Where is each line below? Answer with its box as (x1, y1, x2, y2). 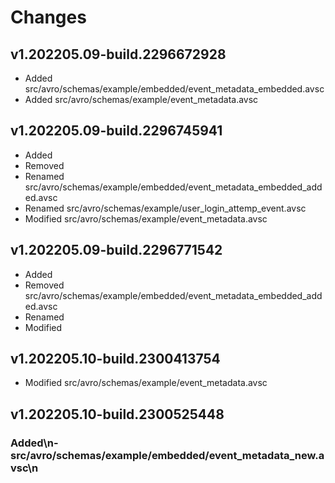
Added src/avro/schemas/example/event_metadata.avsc (24, 94, 259, 105)
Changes (10, 6, 87, 29)
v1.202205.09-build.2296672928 (10, 46, 227, 63)
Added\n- (10, 436, 59, 450)
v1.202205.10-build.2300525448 (10, 406, 225, 423)
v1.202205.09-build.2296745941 (10, 122, 223, 140)
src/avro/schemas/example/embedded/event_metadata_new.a (10, 448, 325, 462)
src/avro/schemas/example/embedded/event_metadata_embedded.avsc (24, 83, 325, 95)
